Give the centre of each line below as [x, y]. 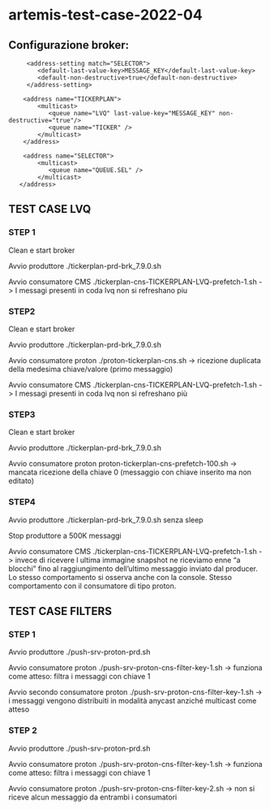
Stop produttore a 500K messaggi [65, 535]
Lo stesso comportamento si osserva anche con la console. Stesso [120, 577]
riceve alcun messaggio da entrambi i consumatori [93, 797]
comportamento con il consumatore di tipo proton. [92, 586]
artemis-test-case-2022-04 [105, 15]
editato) [21, 481]
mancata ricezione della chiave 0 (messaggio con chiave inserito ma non [130, 472]
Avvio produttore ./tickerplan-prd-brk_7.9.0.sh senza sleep [106, 520]
